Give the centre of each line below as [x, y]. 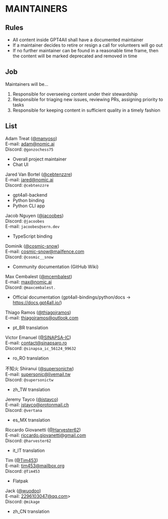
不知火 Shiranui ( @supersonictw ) [40, 368]
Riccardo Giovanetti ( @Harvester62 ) [43, 430]
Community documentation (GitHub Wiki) [55, 267]
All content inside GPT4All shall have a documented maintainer [78, 40]
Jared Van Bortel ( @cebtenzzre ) [39, 174]
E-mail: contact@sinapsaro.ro [36, 343]
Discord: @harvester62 [28, 440]
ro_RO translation [31, 358]
